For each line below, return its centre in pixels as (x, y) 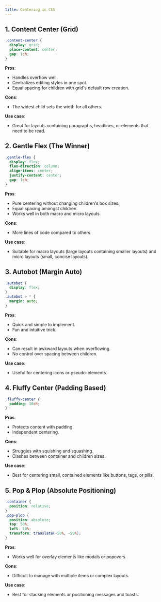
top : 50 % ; (19, 524)
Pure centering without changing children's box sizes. (66, 203)
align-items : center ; (31, 171)
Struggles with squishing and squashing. (53, 451)
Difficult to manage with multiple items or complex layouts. (71, 575)
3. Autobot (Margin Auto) (44, 272)
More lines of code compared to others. (52, 233)
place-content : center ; (33, 50)
